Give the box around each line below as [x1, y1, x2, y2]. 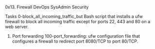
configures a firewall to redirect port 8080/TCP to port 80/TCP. [12, 38, 138, 44]
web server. [5, 24, 29, 30]
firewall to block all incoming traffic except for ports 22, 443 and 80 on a [5, 19, 151, 24]
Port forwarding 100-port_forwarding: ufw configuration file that [12, 33, 140, 39]
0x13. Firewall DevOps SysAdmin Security [5, 4, 89, 10]
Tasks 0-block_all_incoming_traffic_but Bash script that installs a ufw [5, 14, 143, 19]
